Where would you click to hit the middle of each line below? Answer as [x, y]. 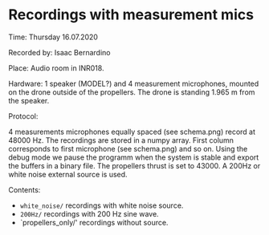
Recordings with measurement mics [131, 15]
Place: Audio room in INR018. [56, 68]
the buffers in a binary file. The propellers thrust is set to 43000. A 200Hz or [134, 165]
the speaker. [29, 100]
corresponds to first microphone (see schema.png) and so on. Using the [128, 148]
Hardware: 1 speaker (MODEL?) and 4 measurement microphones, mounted [134, 83]
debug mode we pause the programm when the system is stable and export [134, 157]
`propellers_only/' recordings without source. [94, 222]
